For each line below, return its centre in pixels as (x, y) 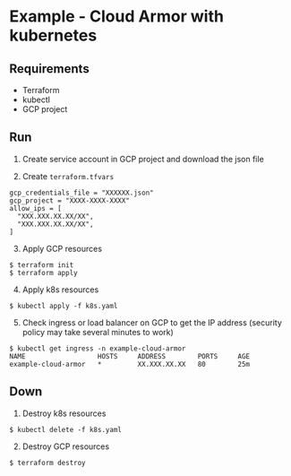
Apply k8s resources (60, 290)
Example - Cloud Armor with (116, 17)
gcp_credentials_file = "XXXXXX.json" (81, 193)
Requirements (49, 69)
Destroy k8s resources (64, 413)
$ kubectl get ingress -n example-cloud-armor (98, 348)
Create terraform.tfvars (68, 176)
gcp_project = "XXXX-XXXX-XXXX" (69, 200)
